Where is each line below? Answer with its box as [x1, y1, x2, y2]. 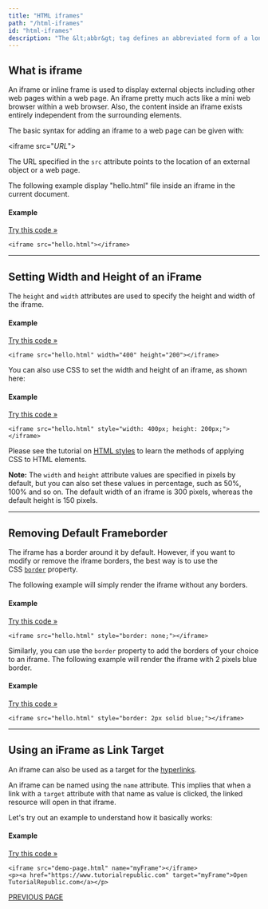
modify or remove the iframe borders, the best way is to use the [8, 556, 218, 566]
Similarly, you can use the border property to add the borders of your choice [8, 645, 259, 656]
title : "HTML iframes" [8, 11, 84, 20]
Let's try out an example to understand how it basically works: [8, 812, 213, 822]
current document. [8, 189, 70, 199]
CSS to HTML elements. [8, 455, 88, 464]
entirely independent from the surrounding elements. [8, 110, 182, 120]
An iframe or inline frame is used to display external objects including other [8, 85, 255, 94]
